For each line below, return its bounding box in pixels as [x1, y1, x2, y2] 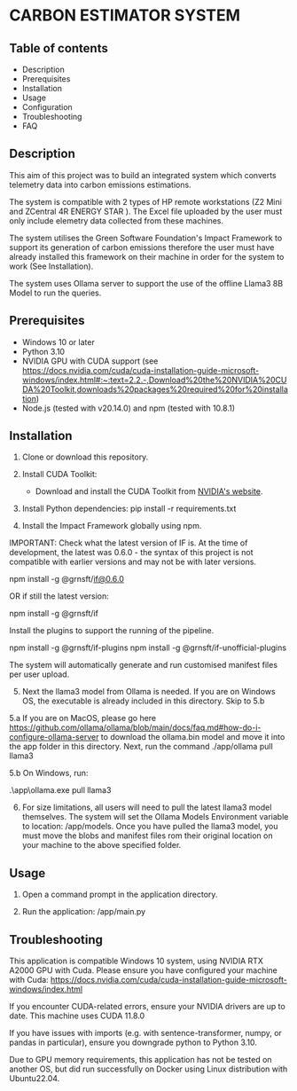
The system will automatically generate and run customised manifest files [9, 660, 277, 671]
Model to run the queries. [9, 287, 102, 298]
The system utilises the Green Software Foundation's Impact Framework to [9, 232, 283, 243]
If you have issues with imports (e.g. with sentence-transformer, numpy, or [9, 1028, 282, 1039]
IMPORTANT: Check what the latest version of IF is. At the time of [9, 538, 248, 548]
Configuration [21, 102, 73, 112]
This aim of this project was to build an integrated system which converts [9, 169, 277, 180]
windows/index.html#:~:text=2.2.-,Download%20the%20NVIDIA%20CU [21, 374, 287, 385]
